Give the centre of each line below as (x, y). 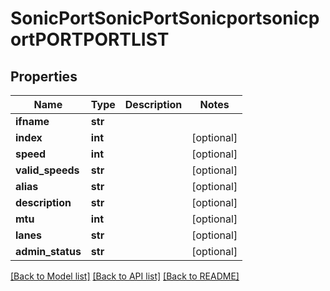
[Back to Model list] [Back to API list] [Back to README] (125, 276)
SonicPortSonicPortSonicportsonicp (165, 18)
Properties (44, 76)
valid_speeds (47, 170)
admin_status (48, 251)
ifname (32, 121)
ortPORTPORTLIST (90, 39)
